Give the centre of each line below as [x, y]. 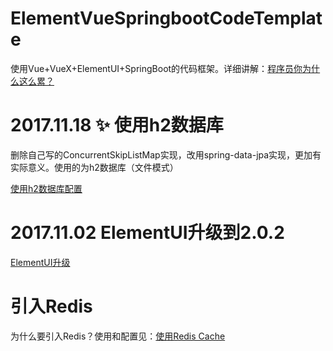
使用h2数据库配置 [46, 188]
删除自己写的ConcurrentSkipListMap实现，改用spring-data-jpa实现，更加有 [166, 154]
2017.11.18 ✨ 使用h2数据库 [117, 125]
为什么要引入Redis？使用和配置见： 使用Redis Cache [118, 336]
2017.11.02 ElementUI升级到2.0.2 [147, 233]
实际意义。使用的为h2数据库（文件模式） [94, 167]
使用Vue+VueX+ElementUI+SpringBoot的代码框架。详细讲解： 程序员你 [156, 68]
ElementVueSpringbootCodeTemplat [166, 18]
